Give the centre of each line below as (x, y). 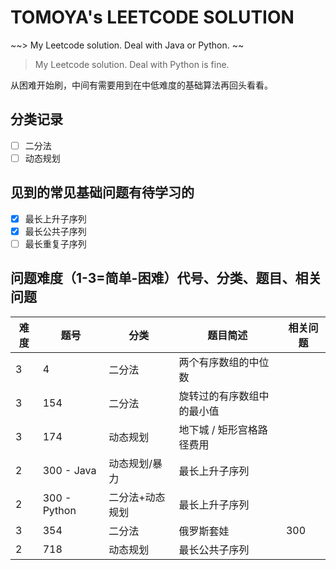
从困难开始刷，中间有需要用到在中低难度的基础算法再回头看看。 (141, 85)
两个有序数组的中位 (224, 362)
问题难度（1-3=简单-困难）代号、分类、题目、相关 (166, 278)
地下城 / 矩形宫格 (218, 429)
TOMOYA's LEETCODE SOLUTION (152, 17)
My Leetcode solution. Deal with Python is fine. (132, 64)
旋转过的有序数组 (219, 396)
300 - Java (69, 470)
